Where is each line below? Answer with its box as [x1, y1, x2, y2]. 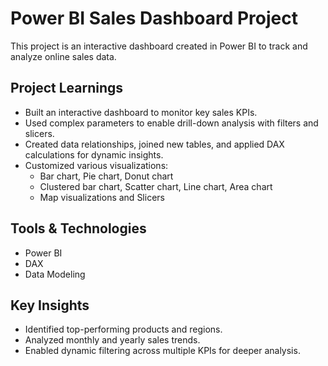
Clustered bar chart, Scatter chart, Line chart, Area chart [39, 180, 273, 192]
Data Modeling [24, 268, 86, 280]
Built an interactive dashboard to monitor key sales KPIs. [24, 106, 258, 118]
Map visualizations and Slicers [39, 191, 165, 203]
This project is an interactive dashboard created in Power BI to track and [10, 40, 308, 52]
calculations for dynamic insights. [24, 148, 164, 161]
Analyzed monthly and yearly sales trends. [24, 334, 201, 346]
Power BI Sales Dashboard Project [10, 7, 298, 30]
